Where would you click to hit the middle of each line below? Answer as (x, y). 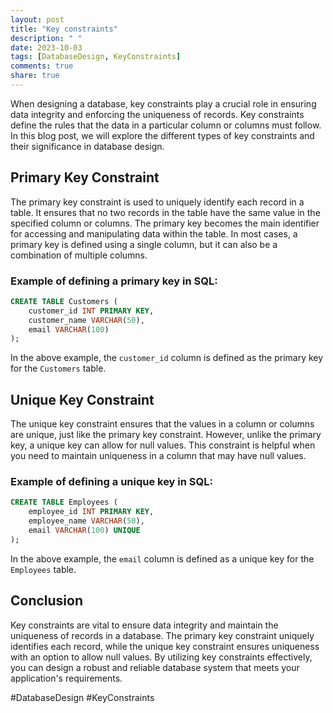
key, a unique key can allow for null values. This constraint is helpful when (163, 445)
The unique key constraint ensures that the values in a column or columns (162, 424)
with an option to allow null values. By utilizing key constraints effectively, (161, 657)
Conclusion (47, 601)
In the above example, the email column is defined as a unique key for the (162, 558)
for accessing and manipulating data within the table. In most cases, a (154, 233)
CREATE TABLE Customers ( (64, 301)
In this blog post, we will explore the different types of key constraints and (162, 135)
